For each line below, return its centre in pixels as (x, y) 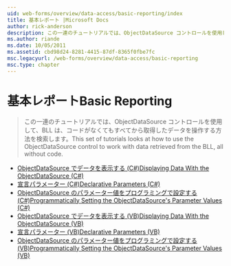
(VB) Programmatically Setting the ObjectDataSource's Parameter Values (119, 248)
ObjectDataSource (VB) (50, 223)
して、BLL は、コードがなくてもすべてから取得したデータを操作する (120, 130)
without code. (43, 154)
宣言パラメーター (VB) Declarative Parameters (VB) (88, 232)
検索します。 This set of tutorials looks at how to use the (115, 139)
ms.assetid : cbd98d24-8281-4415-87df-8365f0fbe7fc (81, 52)
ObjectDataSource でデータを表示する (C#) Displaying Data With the (113, 168)
